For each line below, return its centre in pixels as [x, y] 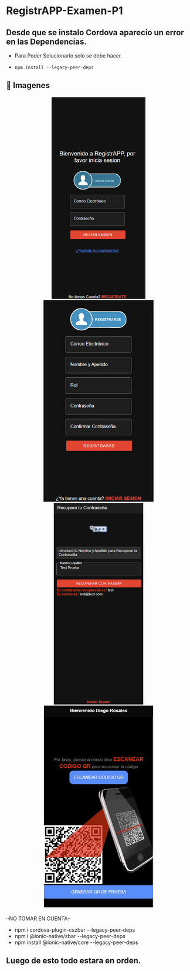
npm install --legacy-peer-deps [54, 67]
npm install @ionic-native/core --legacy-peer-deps [77, 942]
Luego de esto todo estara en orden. [74, 960]
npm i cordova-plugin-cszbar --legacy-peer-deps [75, 930]
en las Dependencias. [46, 41]
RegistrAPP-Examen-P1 [65, 11]
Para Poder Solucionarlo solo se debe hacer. [68, 56]
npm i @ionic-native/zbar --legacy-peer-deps [70, 936]
